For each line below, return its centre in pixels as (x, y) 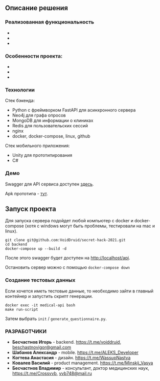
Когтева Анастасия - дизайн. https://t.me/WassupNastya (71, 357)
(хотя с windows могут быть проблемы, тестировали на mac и (90, 226)
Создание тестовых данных (40, 280)
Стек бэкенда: (20, 101)
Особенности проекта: (34, 56)
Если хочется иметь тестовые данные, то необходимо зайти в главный (79, 291)
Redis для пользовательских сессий (50, 126)
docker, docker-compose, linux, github (51, 136)
